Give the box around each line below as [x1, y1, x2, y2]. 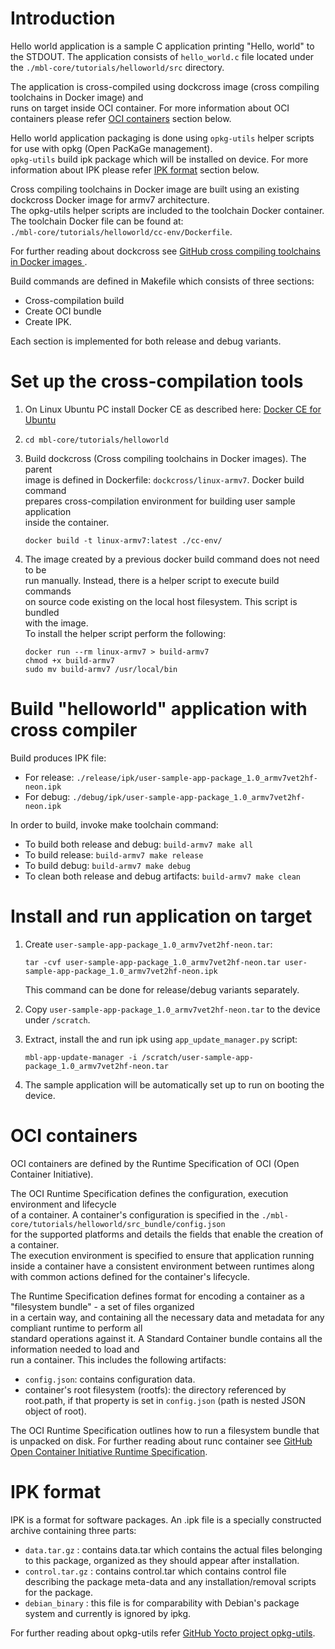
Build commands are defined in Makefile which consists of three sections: [10, 275, 315, 287]
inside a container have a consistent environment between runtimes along [10, 1260, 315, 1272]
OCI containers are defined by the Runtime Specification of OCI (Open [10, 1157, 300, 1169]
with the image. [24, 617, 89, 629]
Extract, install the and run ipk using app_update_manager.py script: [24, 1033, 298, 1045]
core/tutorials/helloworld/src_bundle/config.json [10, 1219, 226, 1229]
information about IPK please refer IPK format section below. [10, 163, 260, 176]
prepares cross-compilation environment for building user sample [24, 495, 296, 507]
